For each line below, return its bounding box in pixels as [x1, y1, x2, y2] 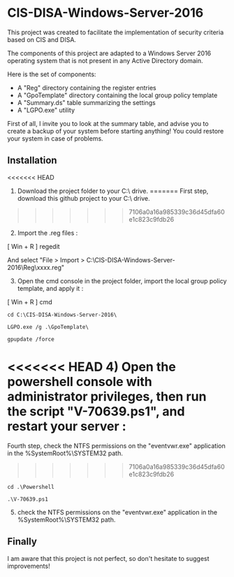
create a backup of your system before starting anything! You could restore [7, 127, 224, 135]
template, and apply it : [17, 284, 84, 292]
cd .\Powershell [7, 483, 54, 490]
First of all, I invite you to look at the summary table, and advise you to [7, 119, 209, 127]
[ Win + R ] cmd [7, 297, 52, 306]
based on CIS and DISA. [7, 35, 77, 43]
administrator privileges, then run [7, 388, 207, 404]
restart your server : [7, 418, 127, 434]
